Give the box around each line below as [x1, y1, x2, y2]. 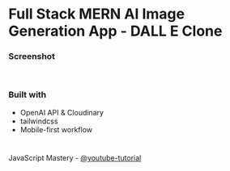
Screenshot [8, 51, 55, 62]
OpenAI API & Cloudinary [19, 107, 104, 117]
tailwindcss [19, 116, 58, 126]
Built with [8, 90, 47, 101]
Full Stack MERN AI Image [8, 5, 185, 23]
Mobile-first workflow [19, 124, 93, 134]
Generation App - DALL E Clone [8, 22, 223, 40]
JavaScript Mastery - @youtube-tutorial [8, 152, 142, 162]
